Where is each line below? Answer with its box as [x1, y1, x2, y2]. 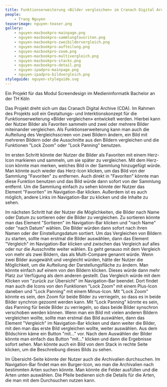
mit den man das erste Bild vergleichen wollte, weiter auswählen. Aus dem [5, 325, 158, 331]
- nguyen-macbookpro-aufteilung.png [14, 44, 90, 49]
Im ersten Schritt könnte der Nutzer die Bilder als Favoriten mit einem [5, 152, 147, 158]
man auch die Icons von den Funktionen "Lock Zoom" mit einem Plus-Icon [5, 283, 158, 289]
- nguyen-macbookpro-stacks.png [14, 58, 81, 63]
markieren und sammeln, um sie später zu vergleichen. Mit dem [15, 157, 146, 163]
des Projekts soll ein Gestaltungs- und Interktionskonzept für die [5, 110, 137, 116]
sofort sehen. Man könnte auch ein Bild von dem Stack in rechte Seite [5, 341, 148, 347]
